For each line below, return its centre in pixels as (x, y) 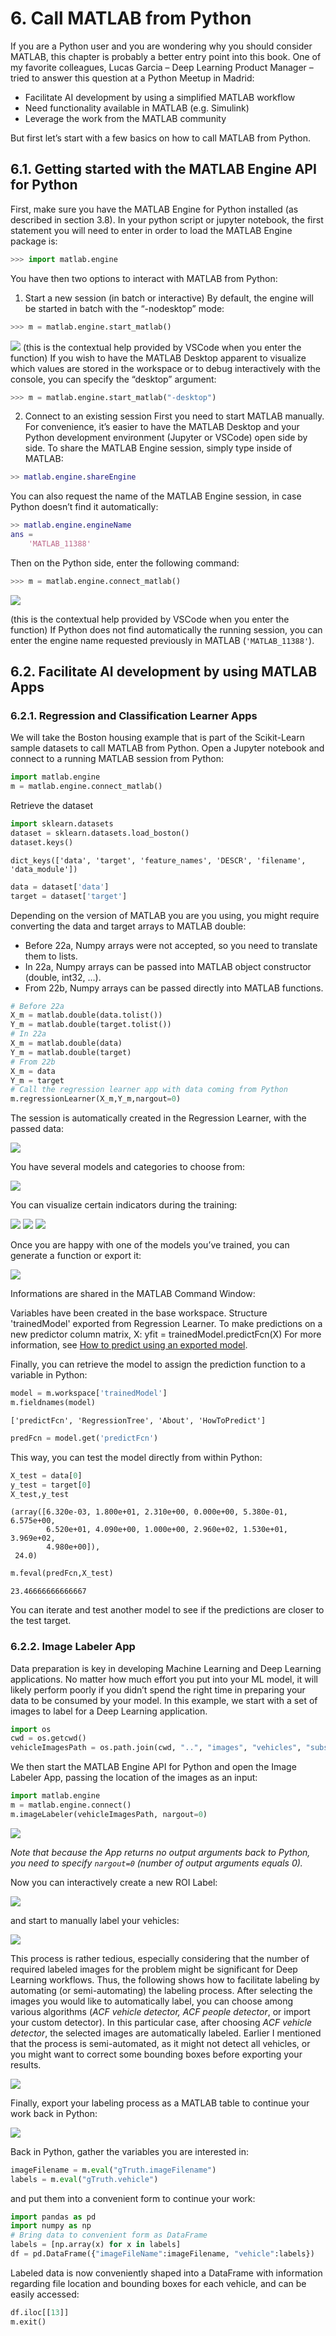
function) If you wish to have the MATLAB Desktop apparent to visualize (158, 358)
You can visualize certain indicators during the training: (124, 1205)
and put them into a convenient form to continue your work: (133, 2198)
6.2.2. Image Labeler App (73, 1647)
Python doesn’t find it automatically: (84, 507)
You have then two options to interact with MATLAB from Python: (144, 278)
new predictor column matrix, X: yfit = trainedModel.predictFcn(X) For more (166, 1334)
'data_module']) (44, 869)
